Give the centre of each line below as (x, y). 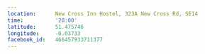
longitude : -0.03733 (44, 33)
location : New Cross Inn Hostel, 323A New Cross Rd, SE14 (103, 14)
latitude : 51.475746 (45, 27)
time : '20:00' (43, 20)
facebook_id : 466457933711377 (55, 40)
